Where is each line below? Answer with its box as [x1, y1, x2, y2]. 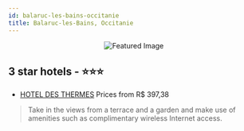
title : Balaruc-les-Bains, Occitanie [8, 19, 134, 27]
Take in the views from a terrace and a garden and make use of [27, 105, 237, 115]
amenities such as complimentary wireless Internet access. [27, 114, 223, 123]
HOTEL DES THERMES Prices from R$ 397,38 [19, 90, 170, 99]
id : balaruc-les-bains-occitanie [8, 11, 120, 20]
